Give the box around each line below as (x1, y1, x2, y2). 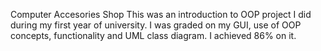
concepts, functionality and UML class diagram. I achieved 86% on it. (10, 30, 297, 41)
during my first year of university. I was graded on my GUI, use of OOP (10, 19, 302, 31)
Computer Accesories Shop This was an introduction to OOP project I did (10, 9, 312, 20)
